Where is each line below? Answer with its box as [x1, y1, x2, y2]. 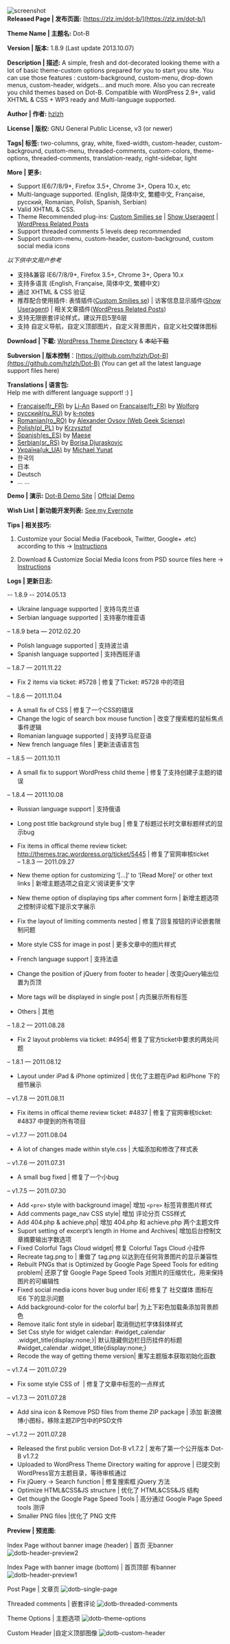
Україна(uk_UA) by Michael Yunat [16, 446, 113, 453]
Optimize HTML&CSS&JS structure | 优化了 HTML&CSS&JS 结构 [16, 1486, 199, 1494]
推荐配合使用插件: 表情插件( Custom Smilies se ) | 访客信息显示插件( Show [16, 297, 221, 304]
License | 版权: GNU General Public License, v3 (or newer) [7, 125, 173, 132]
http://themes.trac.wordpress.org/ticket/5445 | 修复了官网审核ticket [16, 850, 209, 858]
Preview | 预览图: [7, 1526, 56, 1535]
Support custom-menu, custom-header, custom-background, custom [16, 235, 214, 242]
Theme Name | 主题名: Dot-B [7, 30, 90, 37]
